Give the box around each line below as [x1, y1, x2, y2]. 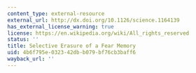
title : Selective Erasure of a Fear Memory [7, 42, 136, 49]
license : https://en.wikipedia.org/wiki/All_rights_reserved [7, 29, 190, 37]
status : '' [7, 36, 39, 43]
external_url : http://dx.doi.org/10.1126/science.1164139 [7, 17, 180, 24]
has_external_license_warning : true [7, 23, 114, 30]
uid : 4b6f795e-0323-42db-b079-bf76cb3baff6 [7, 49, 136, 56]
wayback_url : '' [7, 56, 55, 63]
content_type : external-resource [7, 10, 105, 17]
